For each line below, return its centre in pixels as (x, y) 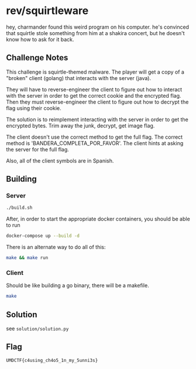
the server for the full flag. (37, 149)
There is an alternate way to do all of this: (56, 247)
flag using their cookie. (34, 108)
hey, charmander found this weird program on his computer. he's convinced (97, 27)
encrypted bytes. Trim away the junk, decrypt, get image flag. (80, 125)
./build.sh (19, 208)
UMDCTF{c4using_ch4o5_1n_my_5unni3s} (52, 360)
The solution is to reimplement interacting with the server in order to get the (97, 119)
